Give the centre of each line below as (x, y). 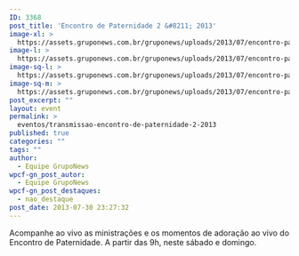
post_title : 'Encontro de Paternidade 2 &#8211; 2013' (113, 26)
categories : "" (37, 141)
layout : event (36, 108)
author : (24, 158)
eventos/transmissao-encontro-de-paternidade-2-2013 (117, 125)
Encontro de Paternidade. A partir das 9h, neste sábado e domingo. (133, 242)
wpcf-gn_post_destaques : (55, 191)
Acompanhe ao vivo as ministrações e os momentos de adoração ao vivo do (149, 233)
